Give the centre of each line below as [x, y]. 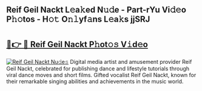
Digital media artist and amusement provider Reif [131, 62]
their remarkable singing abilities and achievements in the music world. [95, 81]
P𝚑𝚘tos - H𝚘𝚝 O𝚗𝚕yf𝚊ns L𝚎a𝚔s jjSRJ [78, 20]
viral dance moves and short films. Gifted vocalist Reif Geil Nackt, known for [101, 75]
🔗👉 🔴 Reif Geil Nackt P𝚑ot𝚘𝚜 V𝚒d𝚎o [77, 44]
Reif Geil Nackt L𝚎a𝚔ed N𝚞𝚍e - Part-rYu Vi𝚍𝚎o [96, 10]
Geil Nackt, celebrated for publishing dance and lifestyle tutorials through [98, 68]
